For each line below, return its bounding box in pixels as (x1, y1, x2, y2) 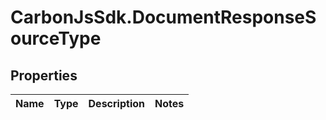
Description (88, 97, 145, 110)
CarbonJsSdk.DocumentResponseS (10, 6, 317, 29)
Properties (10, 67, 78, 84)
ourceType (10, 27, 102, 50)
